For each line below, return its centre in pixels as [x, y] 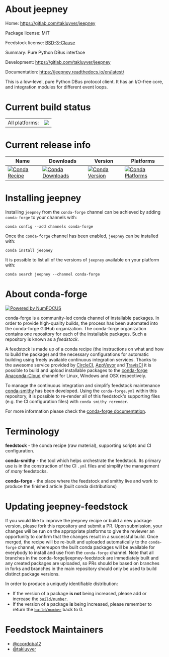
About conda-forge [46, 294]
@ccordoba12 [27, 643]
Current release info [48, 145]
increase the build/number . [40, 599]
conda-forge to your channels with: [41, 217]
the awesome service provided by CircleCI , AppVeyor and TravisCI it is [78, 365]
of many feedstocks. [27, 471]
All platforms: [23, 123]
